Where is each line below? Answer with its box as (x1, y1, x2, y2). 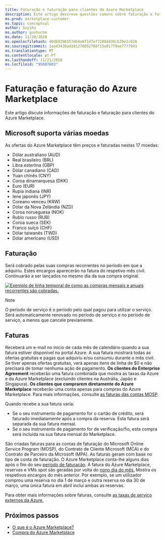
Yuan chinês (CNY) (12, 172, 52, 178)
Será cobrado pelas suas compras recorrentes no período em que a (5, 262, 142, 268)
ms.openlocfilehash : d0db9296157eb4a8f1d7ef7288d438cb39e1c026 (5, 39, 137, 44)
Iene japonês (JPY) (12, 193, 51, 199)
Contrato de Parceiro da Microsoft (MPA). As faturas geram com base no (5, 451, 152, 457)
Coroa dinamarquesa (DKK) (12, 178, 68, 184)
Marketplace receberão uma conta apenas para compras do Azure (5, 386, 141, 392)
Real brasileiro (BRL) (12, 157, 54, 162)
